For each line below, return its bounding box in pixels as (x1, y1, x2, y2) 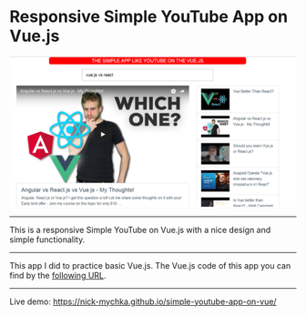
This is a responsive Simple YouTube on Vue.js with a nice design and (9, 224, 271, 235)
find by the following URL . (9, 270, 107, 280)
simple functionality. (9, 234, 86, 245)
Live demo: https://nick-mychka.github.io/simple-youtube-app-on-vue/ (9, 296, 277, 307)
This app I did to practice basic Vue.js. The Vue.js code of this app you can (9, 260, 291, 270)
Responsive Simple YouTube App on (9, 6, 289, 27)
